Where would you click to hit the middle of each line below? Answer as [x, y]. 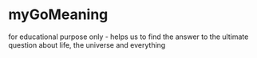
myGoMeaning [58, 15]
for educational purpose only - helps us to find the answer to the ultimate [128, 37]
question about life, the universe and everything [87, 44]
